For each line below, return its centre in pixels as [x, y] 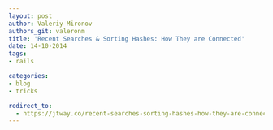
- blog [19, 83]
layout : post [30, 16]
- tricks [23, 91]
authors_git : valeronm [47, 31]
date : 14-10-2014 [38, 46]
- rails [22, 62]
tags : [17, 54]
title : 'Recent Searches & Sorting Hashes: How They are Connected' [127, 39]
